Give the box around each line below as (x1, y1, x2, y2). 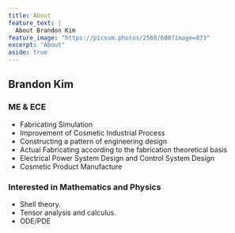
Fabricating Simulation (19, 120, 93, 129)
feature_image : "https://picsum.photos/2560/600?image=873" (8, 33, 211, 42)
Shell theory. (19, 199, 62, 208)
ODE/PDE (19, 216, 51, 226)
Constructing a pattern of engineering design (19, 136, 168, 146)
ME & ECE (8, 101, 46, 113)
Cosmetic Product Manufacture (19, 162, 123, 171)
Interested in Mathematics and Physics (8, 181, 161, 193)
